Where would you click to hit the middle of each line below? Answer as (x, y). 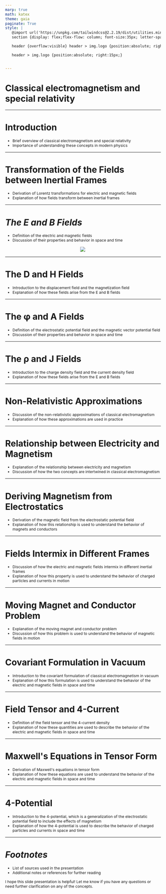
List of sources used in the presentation (48, 868)
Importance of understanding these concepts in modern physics (70, 145)
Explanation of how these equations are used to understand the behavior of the (83, 774)
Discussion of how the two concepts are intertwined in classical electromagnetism (86, 472)
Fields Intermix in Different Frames (77, 553)
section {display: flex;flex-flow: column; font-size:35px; (75, 38)
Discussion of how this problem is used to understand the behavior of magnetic (83, 633)
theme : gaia (17, 19)
